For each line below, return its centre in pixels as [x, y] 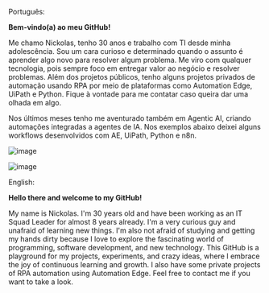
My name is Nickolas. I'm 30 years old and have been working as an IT [126, 213]
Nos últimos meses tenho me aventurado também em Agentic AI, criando [130, 118]
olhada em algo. [35, 103]
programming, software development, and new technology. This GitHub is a [134, 248]
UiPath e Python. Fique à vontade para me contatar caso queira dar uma [128, 94]
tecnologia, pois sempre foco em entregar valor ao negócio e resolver [124, 68]
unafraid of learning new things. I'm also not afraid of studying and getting [132, 230]
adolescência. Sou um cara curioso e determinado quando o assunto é [126, 51]
